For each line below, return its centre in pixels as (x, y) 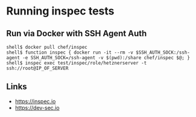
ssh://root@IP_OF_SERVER (37, 68)
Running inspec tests (60, 11)
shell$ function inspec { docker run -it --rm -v (70, 52)
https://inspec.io (35, 101)
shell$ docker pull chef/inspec (47, 47)
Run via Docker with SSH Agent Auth (77, 33)
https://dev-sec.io (37, 107)
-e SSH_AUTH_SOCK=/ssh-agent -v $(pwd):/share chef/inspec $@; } (106, 58)
